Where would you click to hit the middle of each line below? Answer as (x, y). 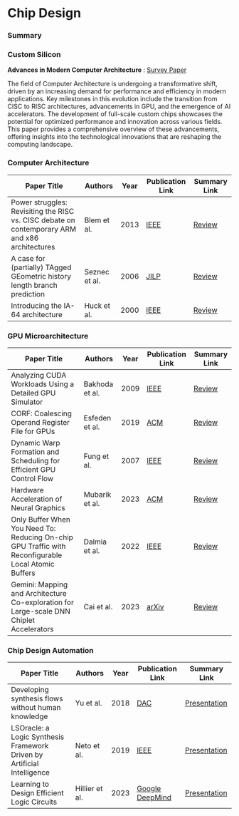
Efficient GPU (33, 470)
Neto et (87, 746)
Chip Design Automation (51, 650)
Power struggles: (39, 202)
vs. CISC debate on (43, 220)
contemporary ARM (44, 229)
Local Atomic (33, 564)
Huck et (97, 306)
